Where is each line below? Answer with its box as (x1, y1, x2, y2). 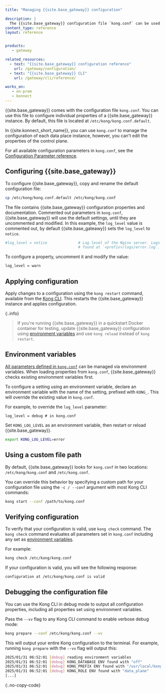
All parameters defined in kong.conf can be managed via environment (5, 363, 147, 369)
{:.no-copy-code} (5, 682, 41, 688)
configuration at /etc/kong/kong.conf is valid (5, 574, 105, 579)
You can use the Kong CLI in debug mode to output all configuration (5, 601, 143, 607)
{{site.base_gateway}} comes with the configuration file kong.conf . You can (5, 107, 159, 113)
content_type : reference (5, 25, 56, 30)
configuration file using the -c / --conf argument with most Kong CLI (5, 484, 147, 490)
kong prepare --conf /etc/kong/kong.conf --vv (5, 631, 103, 636)
